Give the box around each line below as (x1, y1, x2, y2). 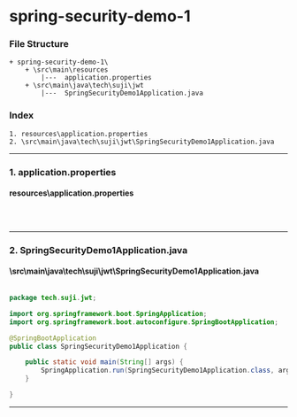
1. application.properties (9, 166, 117, 178)
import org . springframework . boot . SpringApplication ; (9, 309, 208, 318)
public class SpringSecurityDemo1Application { (9, 342, 188, 351)
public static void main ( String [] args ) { (25, 358, 184, 367)
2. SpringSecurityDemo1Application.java (9, 243, 188, 256)
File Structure (9, 38, 69, 50)
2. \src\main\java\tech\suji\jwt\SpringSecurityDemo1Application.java (9, 137, 275, 146)
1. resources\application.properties (9, 129, 148, 138)
